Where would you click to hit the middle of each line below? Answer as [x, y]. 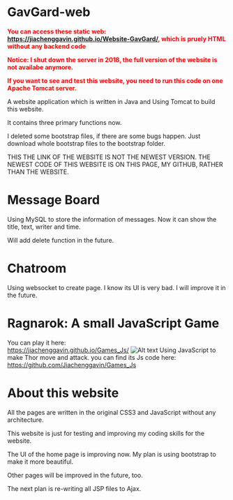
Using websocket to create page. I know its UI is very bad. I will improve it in [116, 287]
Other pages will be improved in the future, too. [75, 475]
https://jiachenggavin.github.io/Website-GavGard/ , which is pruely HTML [116, 38]
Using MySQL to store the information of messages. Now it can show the [112, 219]
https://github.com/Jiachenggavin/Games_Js [72, 365]
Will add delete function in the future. [61, 240]
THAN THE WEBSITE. [38, 172]
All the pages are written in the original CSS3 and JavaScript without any [112, 412]
